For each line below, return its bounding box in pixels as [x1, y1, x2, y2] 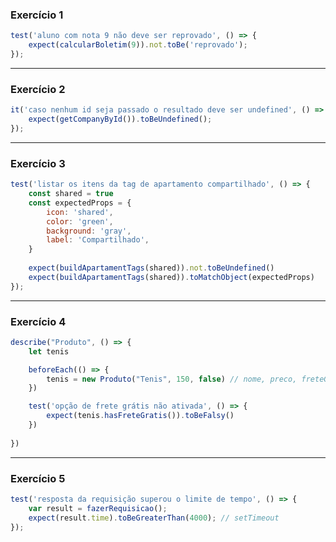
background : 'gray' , [46, 226, 132, 236]
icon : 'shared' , [46, 207, 114, 217]
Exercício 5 [10, 471, 66, 485]
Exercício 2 [10, 82, 66, 96]
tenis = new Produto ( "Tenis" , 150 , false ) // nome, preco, [46, 374, 298, 384]
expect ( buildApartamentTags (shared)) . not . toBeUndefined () [28, 263, 275, 273]
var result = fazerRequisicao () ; [28, 503, 168, 513]
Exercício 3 [10, 156, 66, 170]
